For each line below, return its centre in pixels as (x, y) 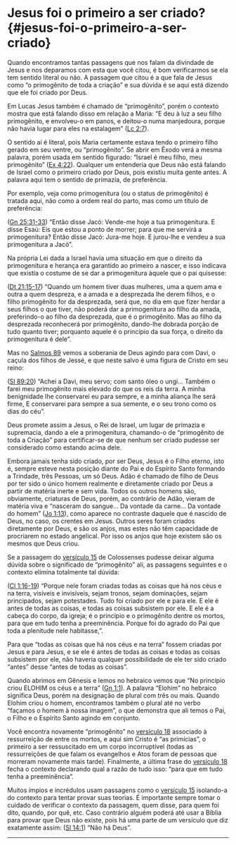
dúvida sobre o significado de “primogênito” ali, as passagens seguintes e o (117, 565)
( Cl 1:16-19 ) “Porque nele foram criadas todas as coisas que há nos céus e (114, 586)
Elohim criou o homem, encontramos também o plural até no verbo (104, 703)
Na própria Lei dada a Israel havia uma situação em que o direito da (105, 258)
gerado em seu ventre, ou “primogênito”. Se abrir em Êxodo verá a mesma (115, 149)
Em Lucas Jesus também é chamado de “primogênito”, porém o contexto (113, 106)
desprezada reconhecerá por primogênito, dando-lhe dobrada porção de (113, 324)
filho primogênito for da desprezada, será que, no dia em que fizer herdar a (116, 302)
